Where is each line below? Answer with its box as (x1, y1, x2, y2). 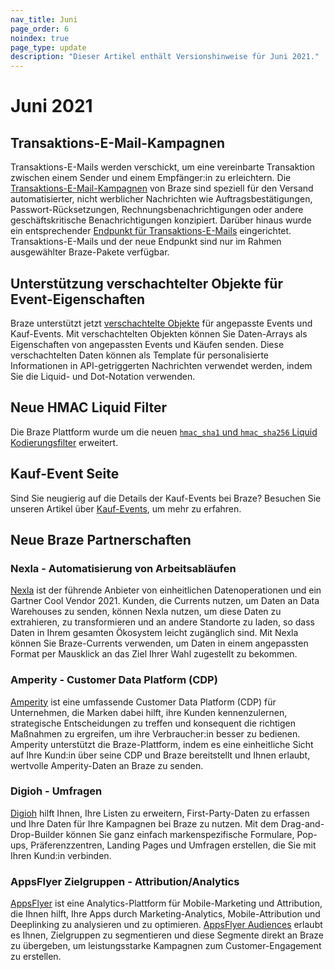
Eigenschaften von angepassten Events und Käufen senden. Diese (10, 338, 285, 350)
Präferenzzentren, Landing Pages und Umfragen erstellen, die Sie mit (30, 839, 317, 851)
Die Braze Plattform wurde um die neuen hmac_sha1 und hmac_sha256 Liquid (10, 426, 318, 438)
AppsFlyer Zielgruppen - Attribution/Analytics (10, 874, 240, 888)
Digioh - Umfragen (10, 784, 103, 798)
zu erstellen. (10, 951, 62, 963)
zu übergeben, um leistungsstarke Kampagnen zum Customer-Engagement (10, 940, 322, 952)
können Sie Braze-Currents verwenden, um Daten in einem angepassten (10, 637, 309, 650)
